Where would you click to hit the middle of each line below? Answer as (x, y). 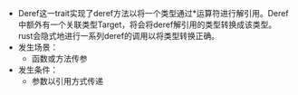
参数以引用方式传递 (67, 81)
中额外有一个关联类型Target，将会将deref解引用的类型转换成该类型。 (147, 24)
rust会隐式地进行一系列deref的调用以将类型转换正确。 (119, 36)
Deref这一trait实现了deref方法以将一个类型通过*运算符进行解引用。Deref (153, 13)
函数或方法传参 (59, 58)
